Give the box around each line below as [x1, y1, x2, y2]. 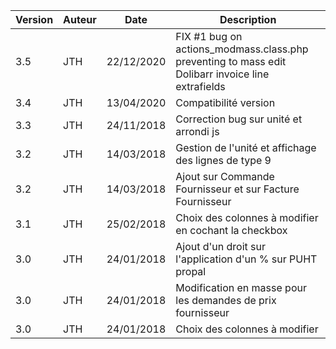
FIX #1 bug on [175, 30, 243, 43]
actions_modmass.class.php [175, 42, 309, 56]
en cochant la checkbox [175, 224, 288, 237]
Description [219, 13, 277, 26]
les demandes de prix [175, 294, 277, 307]
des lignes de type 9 [175, 154, 272, 167]
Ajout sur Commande [175, 170, 275, 183]
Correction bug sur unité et [175, 112, 303, 126]
